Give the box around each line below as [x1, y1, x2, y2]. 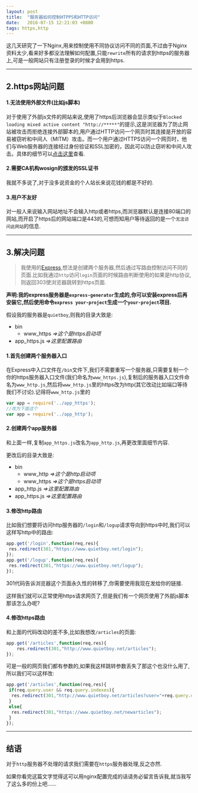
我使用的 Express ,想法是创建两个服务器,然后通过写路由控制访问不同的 [20, 264, 188, 271]
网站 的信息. [14, 223, 41, 230]
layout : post [6, 8, 38, 15]
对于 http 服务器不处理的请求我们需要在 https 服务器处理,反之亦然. [6, 760, 162, 768]
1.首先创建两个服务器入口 [6, 352, 67, 359]
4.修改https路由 [6, 614, 45, 621]
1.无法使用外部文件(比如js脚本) [6, 99, 81, 106]
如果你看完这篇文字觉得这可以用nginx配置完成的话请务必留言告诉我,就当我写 [6, 773, 192, 780]
